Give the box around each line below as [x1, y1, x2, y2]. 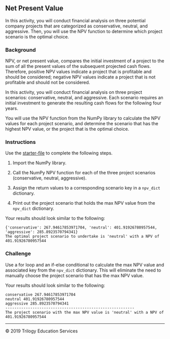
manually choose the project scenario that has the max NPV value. [5, 272, 144, 278]
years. [5, 105, 19, 111]
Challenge [5, 250, 31, 257]
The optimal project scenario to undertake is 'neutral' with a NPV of [5, 234, 159, 239]
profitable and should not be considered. [5, 80, 90, 86]
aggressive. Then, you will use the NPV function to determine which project [5, 28, 163, 34]
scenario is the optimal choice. [5, 33, 69, 40]
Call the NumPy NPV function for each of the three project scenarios [12, 170, 156, 176]
